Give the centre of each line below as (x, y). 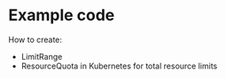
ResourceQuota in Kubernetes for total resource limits (119, 66)
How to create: (35, 39)
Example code (62, 15)
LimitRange (42, 56)
